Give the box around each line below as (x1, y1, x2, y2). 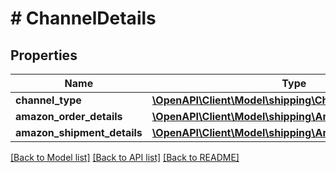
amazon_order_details (15, 110, 123, 123)
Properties (10, 47, 78, 64)
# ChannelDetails (10, 7, 157, 30)
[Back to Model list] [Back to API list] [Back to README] (10, 152, 240, 163)
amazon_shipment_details (15, 126, 143, 139)
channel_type (15, 93, 82, 107)
